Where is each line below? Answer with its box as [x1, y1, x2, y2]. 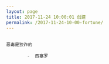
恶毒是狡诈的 [6, 42, 33, 48]
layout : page [6, 8, 38, 15]
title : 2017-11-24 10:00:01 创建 [6, 14, 86, 20]
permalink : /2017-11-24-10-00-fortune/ [6, 19, 104, 25]
